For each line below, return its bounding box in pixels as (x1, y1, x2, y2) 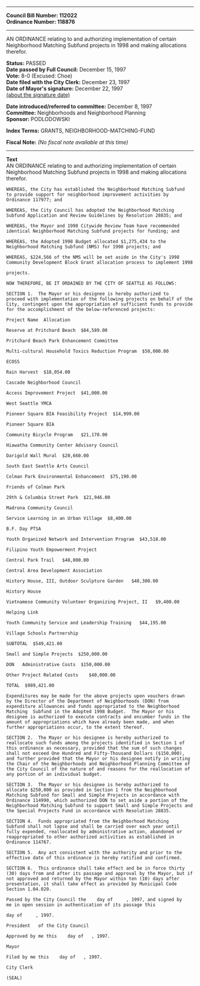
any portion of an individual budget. (6, 771, 102, 777)
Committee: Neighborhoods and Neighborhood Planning (6, 109, 146, 116)
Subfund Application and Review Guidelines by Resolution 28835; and (6, 212, 183, 218)
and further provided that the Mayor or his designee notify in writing (6, 756, 190, 762)
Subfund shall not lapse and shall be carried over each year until (6, 824, 180, 830)
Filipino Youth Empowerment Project (6, 547, 97, 553)
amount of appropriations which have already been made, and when (6, 719, 174, 725)
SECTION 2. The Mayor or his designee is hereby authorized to (6, 735, 169, 741)
